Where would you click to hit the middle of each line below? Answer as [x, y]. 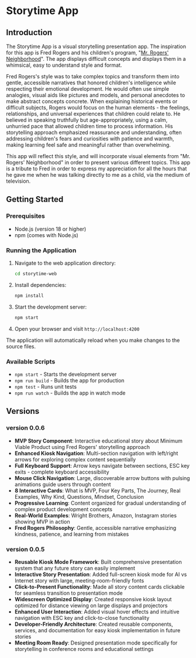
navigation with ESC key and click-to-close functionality [82, 618]
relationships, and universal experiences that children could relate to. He [93, 114]
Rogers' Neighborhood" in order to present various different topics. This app [98, 162]
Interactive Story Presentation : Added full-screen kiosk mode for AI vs [101, 574]
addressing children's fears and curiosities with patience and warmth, [90, 138]
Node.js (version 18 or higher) [50, 229]
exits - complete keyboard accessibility [62, 472]
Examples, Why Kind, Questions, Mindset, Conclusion [79, 496]
